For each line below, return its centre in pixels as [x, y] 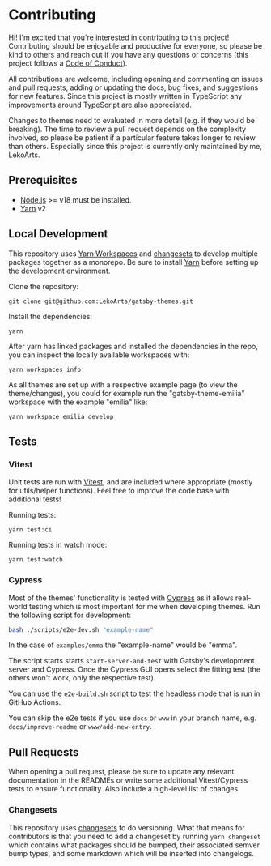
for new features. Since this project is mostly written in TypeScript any [125, 96]
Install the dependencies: [51, 316]
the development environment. [59, 271]
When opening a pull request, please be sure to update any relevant [121, 772]
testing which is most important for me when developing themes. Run [144, 606]
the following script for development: [70, 615]
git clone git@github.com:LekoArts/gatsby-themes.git [101, 301]
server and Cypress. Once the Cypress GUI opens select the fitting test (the [135, 669]
